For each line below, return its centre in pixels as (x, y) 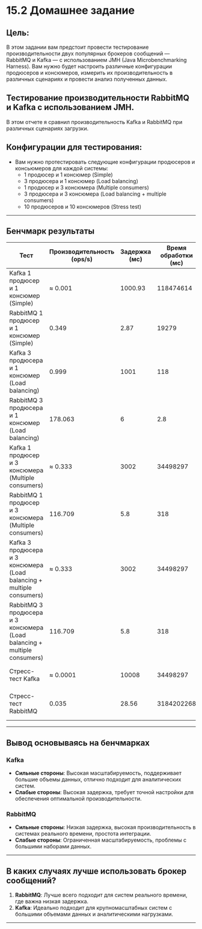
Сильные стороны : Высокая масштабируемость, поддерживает (98, 773)
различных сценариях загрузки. (47, 128)
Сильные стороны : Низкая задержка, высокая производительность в (106, 827)
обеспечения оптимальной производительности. (78, 799)
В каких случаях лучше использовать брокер (96, 871)
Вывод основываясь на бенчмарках (78, 743)
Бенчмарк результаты (50, 231)
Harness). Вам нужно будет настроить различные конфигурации (89, 66)
